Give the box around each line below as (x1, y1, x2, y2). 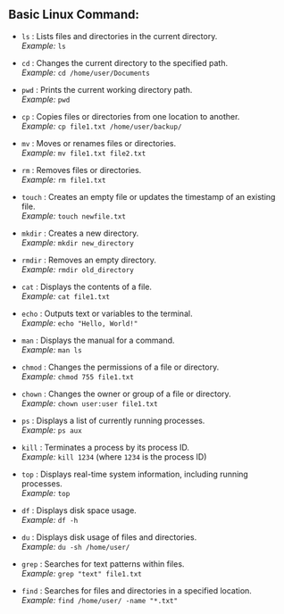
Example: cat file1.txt (21, 290, 111, 302)
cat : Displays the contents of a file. (21, 281, 153, 292)
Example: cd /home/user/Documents (21, 67, 151, 78)
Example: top (21, 487, 71, 498)
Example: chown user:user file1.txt (21, 397, 158, 409)
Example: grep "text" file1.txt (21, 568, 142, 578)
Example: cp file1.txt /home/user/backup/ (21, 120, 182, 131)
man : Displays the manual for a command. (21, 335, 175, 345)
